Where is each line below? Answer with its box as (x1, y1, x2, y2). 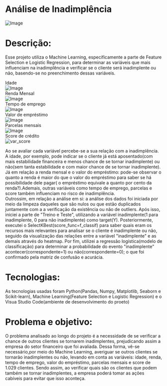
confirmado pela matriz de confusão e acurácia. (5, 254, 104, 260)
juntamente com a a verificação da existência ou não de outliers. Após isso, (5, 206, 161, 212)
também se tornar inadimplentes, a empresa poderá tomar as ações (5, 370, 145, 376)
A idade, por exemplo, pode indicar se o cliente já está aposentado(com (5, 153, 153, 159)
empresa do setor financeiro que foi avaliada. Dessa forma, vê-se (5, 343, 140, 349)
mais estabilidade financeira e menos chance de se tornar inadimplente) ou (5, 158, 160, 164)
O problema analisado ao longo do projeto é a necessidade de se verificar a (5, 332, 161, 338)
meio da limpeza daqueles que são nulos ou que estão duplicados (5, 201, 141, 207)
